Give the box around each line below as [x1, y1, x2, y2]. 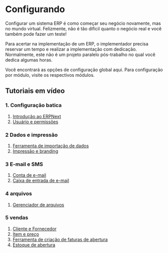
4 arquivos [5, 190, 32, 197]
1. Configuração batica [5, 102, 62, 109]
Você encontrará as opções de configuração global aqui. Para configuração [5, 67, 163, 73]
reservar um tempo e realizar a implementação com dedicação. [5, 46, 137, 52]
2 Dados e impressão [5, 131, 58, 138]
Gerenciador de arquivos [12, 201, 65, 208]
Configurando [5, 4, 65, 15]
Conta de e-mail [12, 172, 46, 178]
